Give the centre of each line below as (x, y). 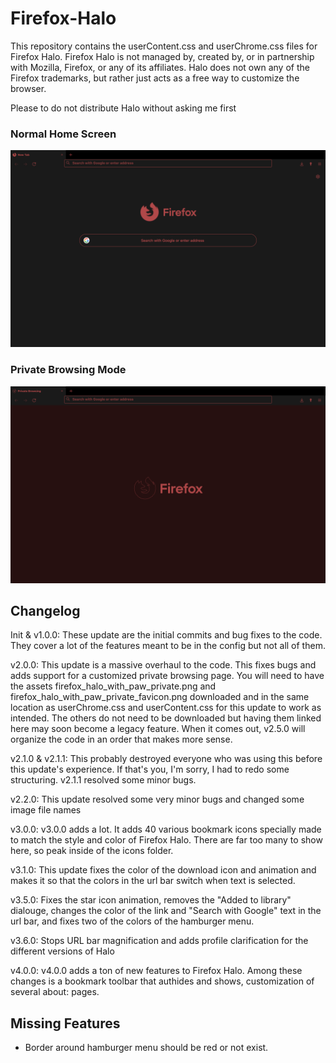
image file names (46, 810)
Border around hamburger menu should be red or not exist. (146, 1048)
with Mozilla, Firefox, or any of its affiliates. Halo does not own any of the (160, 67)
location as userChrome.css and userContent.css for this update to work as (166, 708)
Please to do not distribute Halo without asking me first (123, 108)
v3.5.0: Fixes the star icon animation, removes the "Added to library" (151, 900)
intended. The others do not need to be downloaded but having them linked (166, 718)
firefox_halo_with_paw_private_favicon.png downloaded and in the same (160, 697)
